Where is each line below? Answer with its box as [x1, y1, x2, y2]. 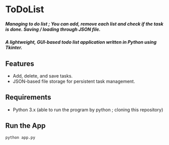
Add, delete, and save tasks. [12, 72, 73, 79]
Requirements [5, 93, 51, 102]
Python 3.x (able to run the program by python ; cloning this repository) [12, 106, 163, 113]
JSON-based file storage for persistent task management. [12, 78, 135, 84]
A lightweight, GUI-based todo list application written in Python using [5, 39, 157, 45]
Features [5, 59, 34, 68]
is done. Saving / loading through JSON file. [5, 26, 101, 32]
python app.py [5, 135, 36, 140]
